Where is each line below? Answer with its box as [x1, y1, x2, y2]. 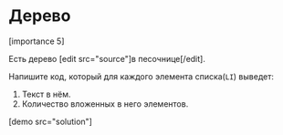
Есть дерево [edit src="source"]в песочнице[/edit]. [8, 53, 206, 64]
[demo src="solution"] [8, 116, 93, 127]
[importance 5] [8, 36, 65, 47]
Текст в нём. [21, 88, 71, 99]
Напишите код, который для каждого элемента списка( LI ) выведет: [8, 70, 275, 82]
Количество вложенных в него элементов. [21, 98, 189, 109]
